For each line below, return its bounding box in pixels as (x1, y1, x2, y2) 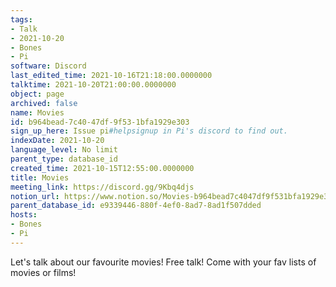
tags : (10, 14, 33, 25)
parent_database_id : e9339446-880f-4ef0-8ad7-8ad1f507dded (10, 201, 262, 211)
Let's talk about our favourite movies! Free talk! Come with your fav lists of (10, 256, 317, 268)
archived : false (10, 98, 78, 108)
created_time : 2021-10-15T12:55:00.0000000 (10, 163, 195, 173)
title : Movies (10, 172, 70, 183)
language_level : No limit (10, 145, 118, 155)
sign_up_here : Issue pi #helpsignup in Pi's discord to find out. (10, 126, 288, 136)
